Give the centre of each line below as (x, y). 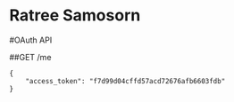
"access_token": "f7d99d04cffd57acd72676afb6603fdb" (125, 81)
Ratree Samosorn (75, 16)
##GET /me (30, 57)
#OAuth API (31, 40)
